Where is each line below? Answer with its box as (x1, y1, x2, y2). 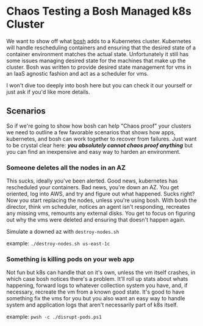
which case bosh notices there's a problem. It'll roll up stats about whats (6, 275, 188, 283)
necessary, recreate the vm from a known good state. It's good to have (6, 288, 185, 295)
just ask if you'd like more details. (6, 88, 90, 95)
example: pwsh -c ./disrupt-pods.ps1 (6, 313, 102, 321)
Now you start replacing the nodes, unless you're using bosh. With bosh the (6, 197, 197, 204)
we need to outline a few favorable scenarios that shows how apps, (6, 128, 176, 136)
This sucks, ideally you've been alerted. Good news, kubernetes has (6, 177, 178, 184)
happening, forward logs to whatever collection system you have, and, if (6, 282, 188, 289)
